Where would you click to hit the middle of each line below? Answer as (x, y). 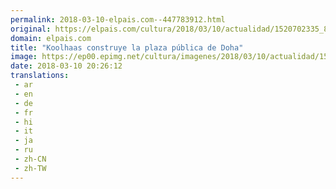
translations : (40, 76)
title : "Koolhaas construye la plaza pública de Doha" (127, 47)
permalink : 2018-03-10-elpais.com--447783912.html (118, 19)
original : (31, 29)
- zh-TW (30, 168)
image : (24, 57)
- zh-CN (30, 159)
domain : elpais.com (51, 38)
